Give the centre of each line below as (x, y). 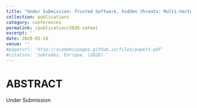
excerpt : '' (21, 33)
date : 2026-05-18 (27, 39)
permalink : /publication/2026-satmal (52, 28)
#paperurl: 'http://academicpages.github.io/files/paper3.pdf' (85, 50)
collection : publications (38, 17)
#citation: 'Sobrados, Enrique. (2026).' (57, 55)
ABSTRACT (34, 84)
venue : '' (18, 44)
